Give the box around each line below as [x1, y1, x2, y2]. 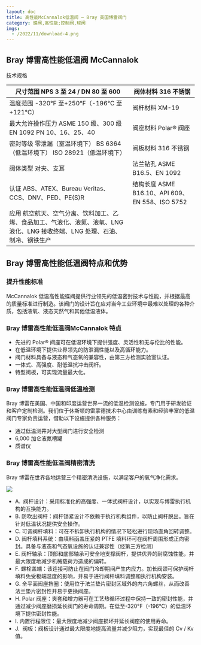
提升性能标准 [6, 278, 44, 286]
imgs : [6, 25, 20, 32]
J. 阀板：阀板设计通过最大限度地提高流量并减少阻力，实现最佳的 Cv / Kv [14, 625, 194, 632]
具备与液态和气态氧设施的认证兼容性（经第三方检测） [25, 543, 157, 550]
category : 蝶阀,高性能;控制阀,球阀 [6, 20, 86, 26]
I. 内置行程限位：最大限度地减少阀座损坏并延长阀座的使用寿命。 [14, 617, 172, 625]
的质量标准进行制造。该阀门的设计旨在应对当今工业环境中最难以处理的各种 [6, 300, 190, 307]
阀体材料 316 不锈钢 [133, 87, 191, 96]
